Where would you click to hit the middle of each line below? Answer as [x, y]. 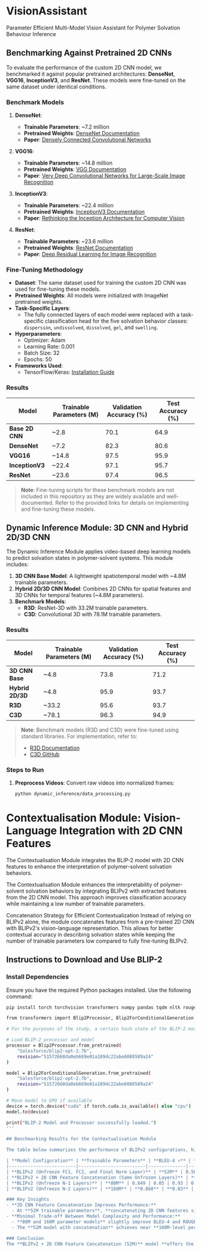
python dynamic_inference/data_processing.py [72, 794]
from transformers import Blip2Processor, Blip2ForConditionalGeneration [100, 1018]
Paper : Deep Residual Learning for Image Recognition [90, 254]
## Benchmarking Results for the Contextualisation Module [81, 1139]
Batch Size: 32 [42, 353]
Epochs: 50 [38, 359]
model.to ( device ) [28, 1112]
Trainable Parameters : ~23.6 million [68, 242]
